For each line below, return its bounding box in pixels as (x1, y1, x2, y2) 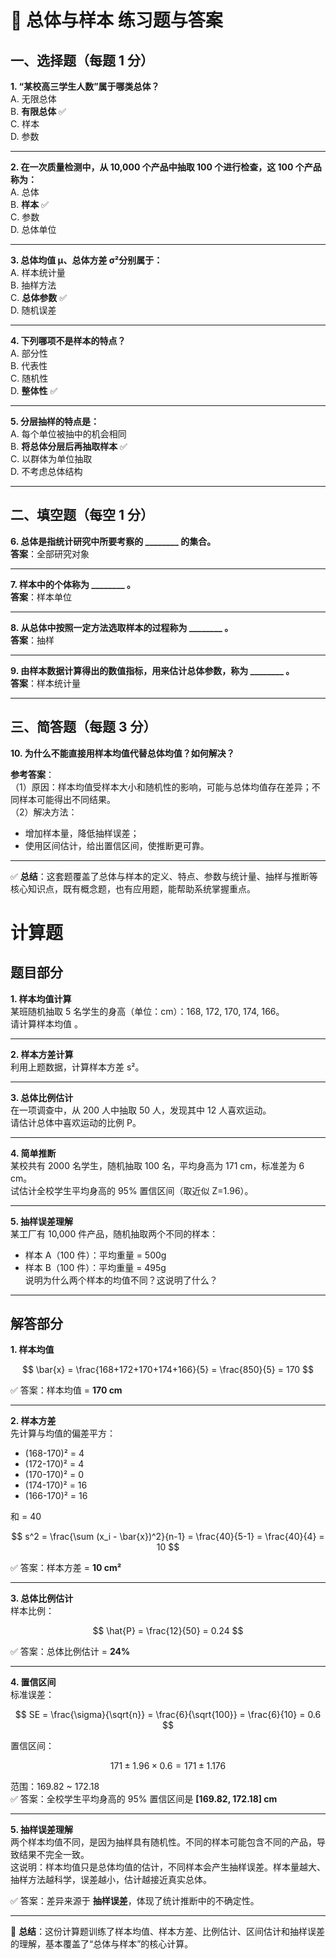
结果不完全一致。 (18, 1849, 90, 1861)
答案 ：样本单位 (10, 591, 72, 603)
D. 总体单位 (10, 224, 57, 235)
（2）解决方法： (10, 806, 78, 818)
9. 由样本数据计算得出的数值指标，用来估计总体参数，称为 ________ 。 (10, 664, 295, 676)
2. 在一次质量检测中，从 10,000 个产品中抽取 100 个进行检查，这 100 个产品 (10, 161, 322, 173)
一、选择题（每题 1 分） (10, 52, 154, 69)
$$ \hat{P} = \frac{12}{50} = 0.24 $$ (92, 1625, 244, 1637)
